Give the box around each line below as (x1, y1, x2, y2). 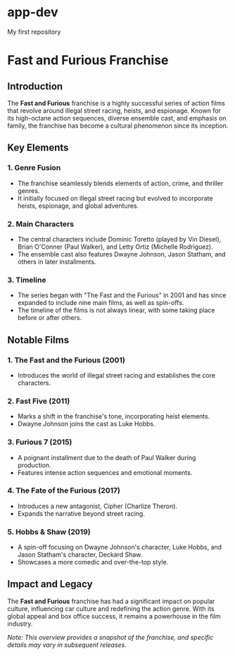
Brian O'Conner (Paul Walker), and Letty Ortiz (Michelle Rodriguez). (17, 242, 213, 251)
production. (17, 461, 51, 469)
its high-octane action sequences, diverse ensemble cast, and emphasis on (7, 113, 227, 122)
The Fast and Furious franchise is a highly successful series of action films (7, 99, 225, 107)
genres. (17, 186, 40, 194)
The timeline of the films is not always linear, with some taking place (17, 306, 215, 314)
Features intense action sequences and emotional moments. (17, 468, 193, 476)
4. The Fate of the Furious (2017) (7, 485, 121, 495)
